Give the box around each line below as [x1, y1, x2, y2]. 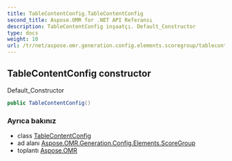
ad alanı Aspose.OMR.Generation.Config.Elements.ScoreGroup [17, 139, 195, 147]
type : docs [7, 29, 39, 37]
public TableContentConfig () [7, 100, 91, 106]
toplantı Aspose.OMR [17, 146, 77, 154]
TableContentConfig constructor [7, 68, 151, 79]
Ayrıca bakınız [7, 115, 57, 125]
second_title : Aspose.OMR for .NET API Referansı [7, 17, 153, 23]
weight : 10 [7, 36, 39, 43]
